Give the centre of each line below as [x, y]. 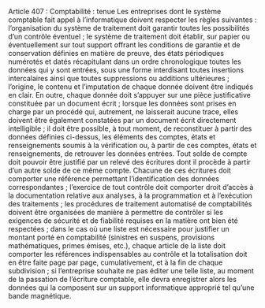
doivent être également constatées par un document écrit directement [122, 120]
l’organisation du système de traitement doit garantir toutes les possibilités [129, 28]
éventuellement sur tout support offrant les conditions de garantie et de [124, 45]
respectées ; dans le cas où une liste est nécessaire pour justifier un [119, 229]
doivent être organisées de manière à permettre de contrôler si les [116, 212]
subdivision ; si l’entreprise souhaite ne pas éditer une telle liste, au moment [131, 271]
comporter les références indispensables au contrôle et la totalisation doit [128, 254]
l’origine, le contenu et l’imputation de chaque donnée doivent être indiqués [131, 87]
